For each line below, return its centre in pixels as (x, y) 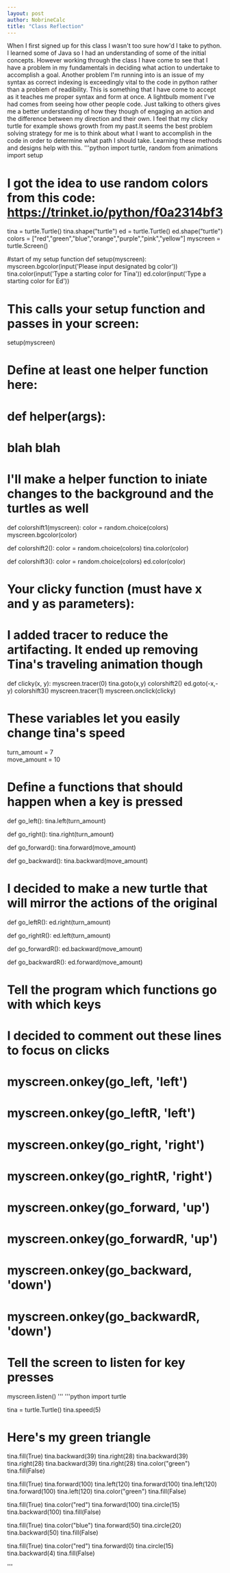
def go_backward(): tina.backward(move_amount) (78, 860)
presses (30, 1377)
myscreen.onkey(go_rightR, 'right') (110, 1176)
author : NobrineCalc (37, 20)
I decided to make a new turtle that (107, 888)
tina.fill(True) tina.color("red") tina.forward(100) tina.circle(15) (93, 1505)
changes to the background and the (111, 494)
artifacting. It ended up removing (103, 650)
